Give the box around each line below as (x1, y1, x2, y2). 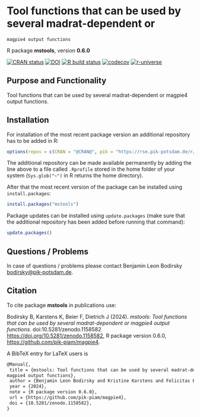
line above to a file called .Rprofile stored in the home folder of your (7, 165, 175, 173)
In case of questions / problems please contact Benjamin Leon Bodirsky (7, 262, 183, 269)
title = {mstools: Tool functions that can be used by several (9, 367, 169, 373)
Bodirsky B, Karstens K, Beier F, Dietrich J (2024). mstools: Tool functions (7, 313, 188, 320)
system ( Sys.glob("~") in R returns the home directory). (7, 172, 144, 179)
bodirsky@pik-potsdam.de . (7, 269, 74, 275)
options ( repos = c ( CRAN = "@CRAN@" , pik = (7, 149, 113, 155)
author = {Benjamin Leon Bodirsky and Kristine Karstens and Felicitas (9, 378, 191, 384)
